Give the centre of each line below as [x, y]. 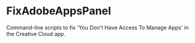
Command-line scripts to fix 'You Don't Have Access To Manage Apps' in [97, 27]
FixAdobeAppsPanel [59, 11]
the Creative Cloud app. [36, 33]
